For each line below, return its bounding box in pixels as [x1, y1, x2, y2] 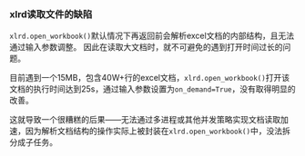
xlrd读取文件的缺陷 [9, 7, 93, 20]
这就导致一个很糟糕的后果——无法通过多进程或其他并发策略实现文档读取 [9, 114, 280, 125]
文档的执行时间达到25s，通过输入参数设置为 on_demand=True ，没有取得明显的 [9, 83, 296, 94]
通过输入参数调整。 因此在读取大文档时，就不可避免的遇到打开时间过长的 [9, 42, 283, 53]
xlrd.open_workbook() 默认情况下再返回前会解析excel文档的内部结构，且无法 [9, 30, 294, 42]
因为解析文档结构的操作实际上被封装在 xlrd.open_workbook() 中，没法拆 [25, 125, 291, 137]
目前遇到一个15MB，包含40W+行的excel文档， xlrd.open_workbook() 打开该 [9, 73, 290, 83]
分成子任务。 [9, 137, 57, 148]
